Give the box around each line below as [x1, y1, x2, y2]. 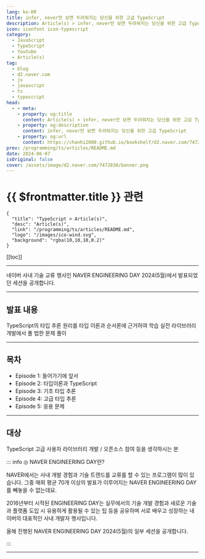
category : [6, 32, 32, 38]
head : [6, 99, 20, 105]
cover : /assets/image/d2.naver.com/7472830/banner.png [6, 162, 149, 168]
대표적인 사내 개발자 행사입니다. [22, 514, 98, 522]
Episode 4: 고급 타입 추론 [15, 394, 76, 402]
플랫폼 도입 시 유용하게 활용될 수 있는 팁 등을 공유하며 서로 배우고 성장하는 [12, 507, 189, 514]
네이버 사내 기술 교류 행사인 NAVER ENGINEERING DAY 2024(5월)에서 [6, 272, 177, 279]
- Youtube [12, 49, 37, 55]
